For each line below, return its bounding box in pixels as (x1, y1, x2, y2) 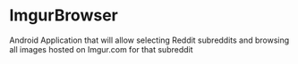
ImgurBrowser (9, 5, 118, 26)
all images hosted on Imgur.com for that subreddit (9, 44, 194, 54)
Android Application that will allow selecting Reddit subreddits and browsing (9, 35, 290, 45)
